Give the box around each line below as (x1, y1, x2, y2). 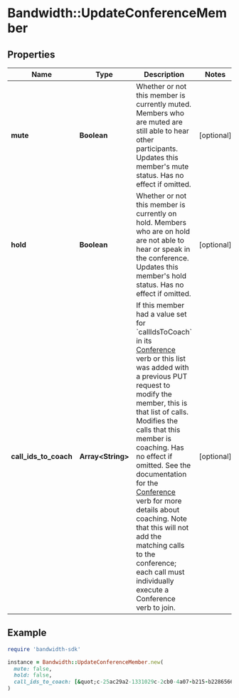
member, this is (136, 398, 188, 408)
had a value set (136, 310, 187, 319)
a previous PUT (136, 371, 188, 381)
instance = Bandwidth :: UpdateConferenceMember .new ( (7, 658, 164, 666)
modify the (136, 389, 172, 399)
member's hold (136, 271, 187, 280)
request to (136, 381, 171, 390)
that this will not (136, 523, 189, 532)
